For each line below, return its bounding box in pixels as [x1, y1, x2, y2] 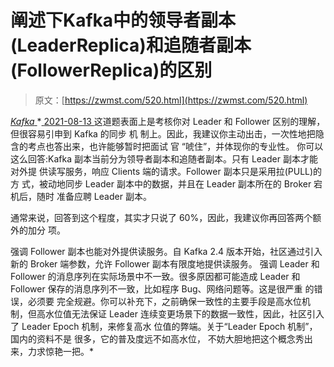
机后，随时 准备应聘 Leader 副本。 [10, 190, 152, 202]
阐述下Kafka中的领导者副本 [10, 9, 237, 32]
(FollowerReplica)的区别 [10, 59, 213, 82]
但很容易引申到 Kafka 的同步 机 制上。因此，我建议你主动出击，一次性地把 [10, 127, 316, 140]
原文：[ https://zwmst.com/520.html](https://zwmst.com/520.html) [34, 94, 308, 106]
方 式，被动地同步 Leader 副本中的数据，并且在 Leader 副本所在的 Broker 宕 [10, 177, 323, 190]
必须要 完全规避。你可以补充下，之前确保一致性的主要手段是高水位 [27, 295, 302, 307]
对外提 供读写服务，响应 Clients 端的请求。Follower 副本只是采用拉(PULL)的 [10, 165, 323, 177]
